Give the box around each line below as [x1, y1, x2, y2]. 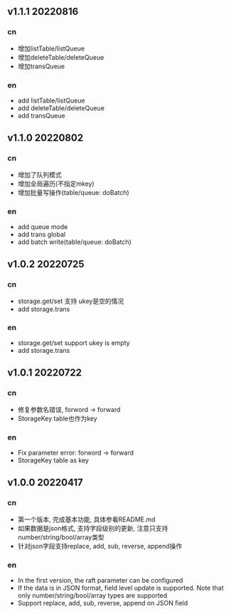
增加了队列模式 [17, 170, 62, 179]
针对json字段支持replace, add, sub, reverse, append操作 [17, 541, 183, 550]
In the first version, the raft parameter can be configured [17, 576, 183, 584]
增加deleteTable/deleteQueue [17, 53, 104, 61]
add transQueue [17, 111, 65, 120]
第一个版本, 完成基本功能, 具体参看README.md [17, 515, 156, 524]
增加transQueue [17, 62, 65, 70]
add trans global [17, 230, 66, 238]
